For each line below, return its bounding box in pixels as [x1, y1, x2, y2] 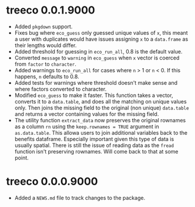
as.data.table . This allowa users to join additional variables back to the [14, 129, 188, 136]
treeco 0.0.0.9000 [6, 175, 98, 188]
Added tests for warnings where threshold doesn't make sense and [14, 79, 178, 86]
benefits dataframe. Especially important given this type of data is [14, 135, 174, 142]
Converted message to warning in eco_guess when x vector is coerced [14, 54, 180, 61]
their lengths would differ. [14, 42, 77, 49]
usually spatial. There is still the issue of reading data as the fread [14, 142, 174, 149]
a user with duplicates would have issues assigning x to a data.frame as [14, 35, 189, 42]
